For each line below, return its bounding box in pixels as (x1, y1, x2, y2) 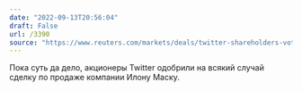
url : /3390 (9, 29, 50, 38)
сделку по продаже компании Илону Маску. (9, 72, 180, 83)
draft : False (9, 21, 58, 30)
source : (9, 37, 39, 47)
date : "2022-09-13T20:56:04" (9, 12, 119, 22)
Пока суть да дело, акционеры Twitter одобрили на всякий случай (9, 62, 265, 73)
